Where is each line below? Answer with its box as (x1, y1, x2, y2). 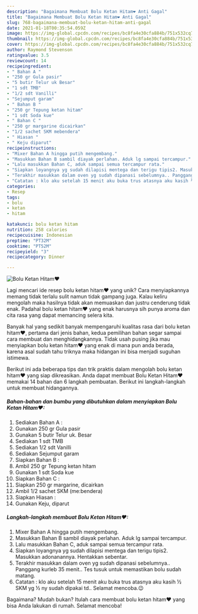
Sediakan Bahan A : (15, 419, 63, 426)
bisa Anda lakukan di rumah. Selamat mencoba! (6, 602, 122, 609)
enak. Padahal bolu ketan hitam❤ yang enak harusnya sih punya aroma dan (6, 306, 190, 313)
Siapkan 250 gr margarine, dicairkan (15, 481, 104, 488)
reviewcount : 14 (6, 58, 46, 63)
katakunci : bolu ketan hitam (6, 222, 78, 227)
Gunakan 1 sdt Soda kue (15, 469, 74, 476)
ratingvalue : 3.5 (6, 52, 49, 58)
